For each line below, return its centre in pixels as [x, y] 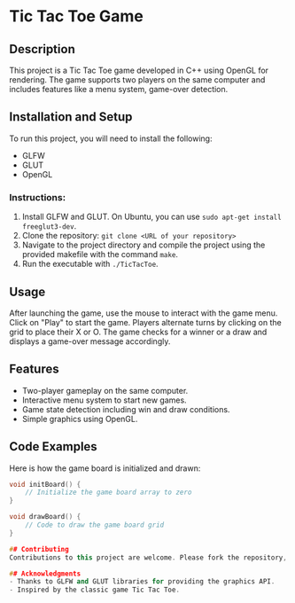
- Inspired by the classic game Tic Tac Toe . [94, 590]
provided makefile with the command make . [100, 255]
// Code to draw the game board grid [95, 525]
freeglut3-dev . [49, 226]
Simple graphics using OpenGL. [80, 419]
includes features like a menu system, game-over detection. [119, 89]
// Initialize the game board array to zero [109, 493]
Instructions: [38, 197]
